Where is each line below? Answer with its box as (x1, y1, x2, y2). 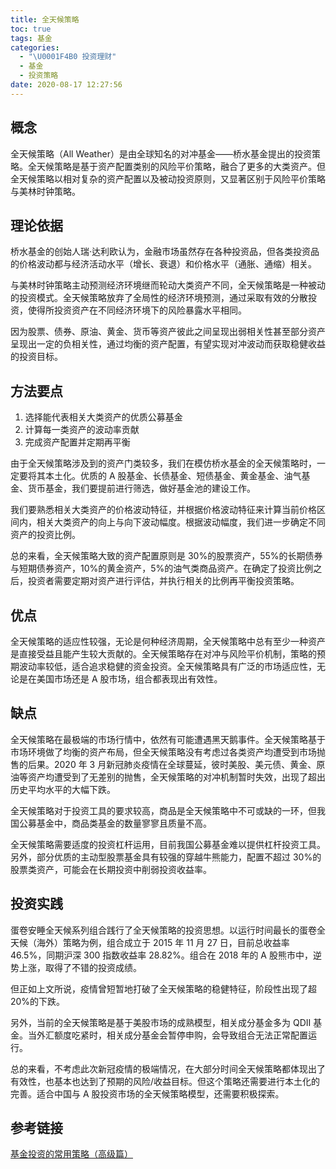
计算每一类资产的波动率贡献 (24, 424, 140, 436)
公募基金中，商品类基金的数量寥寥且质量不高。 (18, 817, 212, 829)
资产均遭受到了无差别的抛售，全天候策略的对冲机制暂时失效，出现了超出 (27, 771, 326, 783)
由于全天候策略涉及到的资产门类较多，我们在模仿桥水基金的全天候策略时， (10, 457, 317, 470)
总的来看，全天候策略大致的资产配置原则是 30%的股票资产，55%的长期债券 (10, 550, 323, 562)
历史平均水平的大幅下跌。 (10, 783, 116, 795)
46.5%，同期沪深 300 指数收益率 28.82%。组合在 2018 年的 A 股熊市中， (10, 949, 313, 961)
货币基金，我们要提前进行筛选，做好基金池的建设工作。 (27, 482, 256, 495)
